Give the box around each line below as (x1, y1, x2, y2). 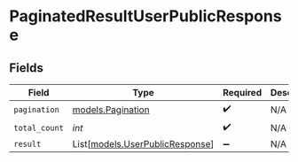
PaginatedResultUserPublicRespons (9, 6, 282, 27)
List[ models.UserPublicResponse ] (72, 138, 215, 150)
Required (223, 87, 263, 98)
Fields (9, 60, 44, 75)
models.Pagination (72, 104, 150, 116)
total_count (13, 122, 65, 133)
